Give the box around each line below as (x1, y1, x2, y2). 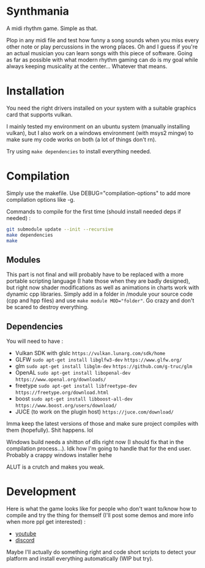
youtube (15, 530, 37, 537)
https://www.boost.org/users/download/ (15, 403, 117, 409)
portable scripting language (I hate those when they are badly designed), (6, 277, 191, 285)
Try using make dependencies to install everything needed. (6, 147, 152, 155)
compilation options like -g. (6, 196, 75, 203)
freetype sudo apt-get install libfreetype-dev (15, 382, 138, 390)
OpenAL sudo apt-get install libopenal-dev (15, 369, 131, 377)
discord (15, 537, 35, 543)
